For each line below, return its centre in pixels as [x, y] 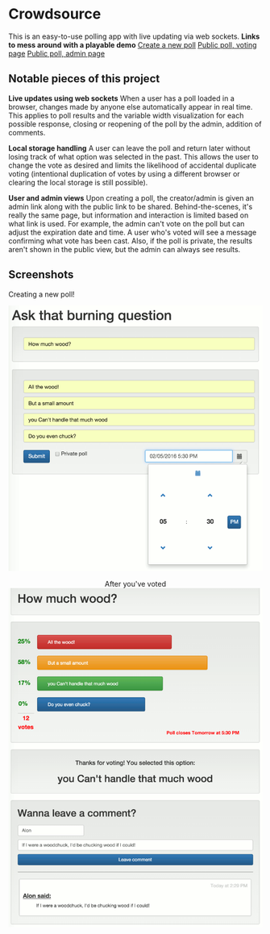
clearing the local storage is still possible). [78, 182]
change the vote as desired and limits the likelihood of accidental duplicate [132, 165]
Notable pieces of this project [84, 79]
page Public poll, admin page [57, 53]
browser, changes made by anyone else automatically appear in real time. [131, 106]
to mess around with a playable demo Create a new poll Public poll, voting [133, 44]
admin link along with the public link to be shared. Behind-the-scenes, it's [131, 206]
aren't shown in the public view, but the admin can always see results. [125, 249]
